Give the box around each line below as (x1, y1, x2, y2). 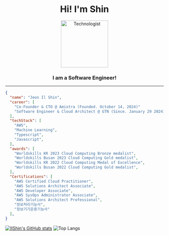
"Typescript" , (14, 132, 44, 137)
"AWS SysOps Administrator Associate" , (14, 193, 98, 198)
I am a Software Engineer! (52, 74, 117, 81)
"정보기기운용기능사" (14, 207, 50, 212)
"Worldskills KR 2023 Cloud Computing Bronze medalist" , (14, 151, 136, 156)
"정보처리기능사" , (14, 202, 45, 207)
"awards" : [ (10, 146, 35, 151)
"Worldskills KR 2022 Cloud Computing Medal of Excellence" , (14, 160, 145, 165)
